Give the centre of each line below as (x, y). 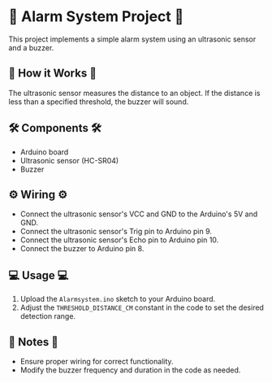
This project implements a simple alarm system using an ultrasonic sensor (132, 39)
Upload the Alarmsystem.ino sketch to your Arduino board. (118, 299)
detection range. (47, 316)
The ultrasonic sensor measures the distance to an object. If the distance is (134, 93)
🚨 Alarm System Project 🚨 (96, 17)
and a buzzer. (31, 47)
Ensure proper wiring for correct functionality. (97, 361)
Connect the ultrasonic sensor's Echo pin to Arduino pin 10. (119, 240)
